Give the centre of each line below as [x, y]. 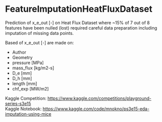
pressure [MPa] [28, 62]
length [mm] [25, 83]
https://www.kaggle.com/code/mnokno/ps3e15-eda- [96, 109]
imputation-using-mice [28, 114]
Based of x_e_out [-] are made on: [40, 42]
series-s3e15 [18, 103]
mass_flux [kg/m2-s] [33, 68]
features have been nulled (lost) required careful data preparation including [81, 28]
